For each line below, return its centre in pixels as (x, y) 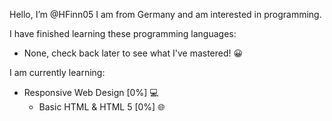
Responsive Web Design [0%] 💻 (91, 92)
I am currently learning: (57, 72)
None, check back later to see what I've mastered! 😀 (133, 53)
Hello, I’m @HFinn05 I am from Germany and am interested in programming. (165, 14)
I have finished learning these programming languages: (123, 33)
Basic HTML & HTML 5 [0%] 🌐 (102, 107)
